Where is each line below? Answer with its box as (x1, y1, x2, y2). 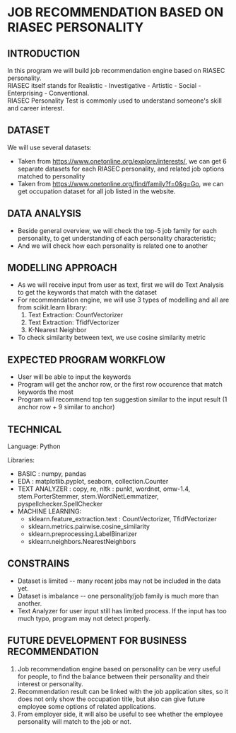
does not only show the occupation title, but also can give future (17, 695, 206, 703)
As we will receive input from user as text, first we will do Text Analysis (17, 280, 224, 289)
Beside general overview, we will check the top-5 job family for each (17, 226, 217, 234)
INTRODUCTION (7, 47, 81, 59)
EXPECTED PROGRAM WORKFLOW (7, 353, 166, 365)
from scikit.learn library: (17, 303, 88, 312)
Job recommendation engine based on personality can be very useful (17, 664, 221, 673)
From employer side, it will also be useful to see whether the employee (17, 710, 223, 718)
